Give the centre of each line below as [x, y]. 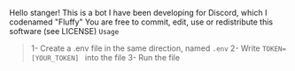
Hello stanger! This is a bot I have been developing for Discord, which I [138, 13]
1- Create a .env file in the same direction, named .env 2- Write [145, 48]
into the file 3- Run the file [132, 57]
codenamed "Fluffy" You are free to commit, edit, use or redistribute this [141, 22]
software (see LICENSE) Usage [64, 31]
